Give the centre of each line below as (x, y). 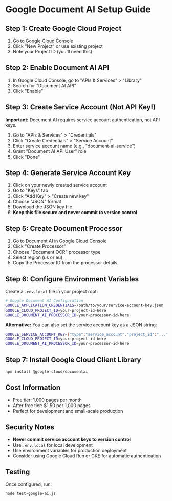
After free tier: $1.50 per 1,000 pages (51, 405)
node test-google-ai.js (31, 494)
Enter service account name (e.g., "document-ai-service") (74, 146)
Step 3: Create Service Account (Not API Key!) (81, 107)
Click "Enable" (28, 91)
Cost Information (33, 388)
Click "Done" (26, 157)
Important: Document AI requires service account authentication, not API (83, 120)
